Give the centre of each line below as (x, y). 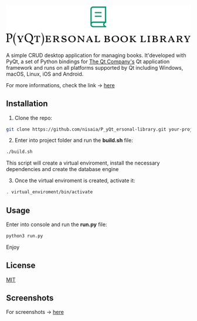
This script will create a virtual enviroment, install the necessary (83, 163)
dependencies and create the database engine (62, 169)
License (21, 266)
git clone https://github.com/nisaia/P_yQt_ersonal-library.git (86, 129)
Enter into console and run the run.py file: (57, 224)
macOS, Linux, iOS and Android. (45, 74)
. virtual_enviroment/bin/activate (50, 192)
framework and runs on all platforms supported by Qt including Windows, (95, 67)
